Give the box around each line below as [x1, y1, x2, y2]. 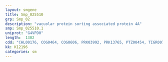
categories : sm [5, 49, 37, 54]
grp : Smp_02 [5, 16, 30, 21]
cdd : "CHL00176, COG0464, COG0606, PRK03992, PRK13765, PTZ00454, [5, 40, 146, 45]
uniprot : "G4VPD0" [5, 30, 43, 35]
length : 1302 [5, 35, 35, 40]
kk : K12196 [5, 44, 28, 49]
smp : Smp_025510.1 [5, 26, 43, 31]
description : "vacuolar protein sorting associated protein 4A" [5, 21, 142, 26]
